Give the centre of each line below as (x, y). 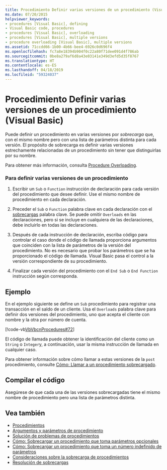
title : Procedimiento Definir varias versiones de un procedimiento (78, 10)
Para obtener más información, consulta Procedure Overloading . (71, 165)
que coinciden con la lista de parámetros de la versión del (72, 245)
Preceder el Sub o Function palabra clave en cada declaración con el (82, 209)
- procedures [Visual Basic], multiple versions (56, 38)
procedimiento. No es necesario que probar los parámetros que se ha (84, 251)
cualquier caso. (21, 349)
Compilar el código (35, 380)
